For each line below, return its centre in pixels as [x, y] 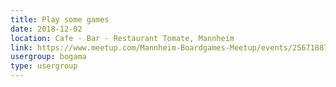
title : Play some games [60, 19]
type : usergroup [44, 66]
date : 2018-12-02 [46, 29]
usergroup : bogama [48, 57]
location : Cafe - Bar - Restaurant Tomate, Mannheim [122, 38]
